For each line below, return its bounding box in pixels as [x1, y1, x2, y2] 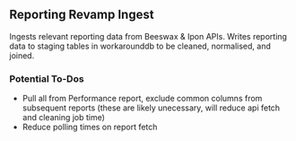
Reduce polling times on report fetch [22, 121, 158, 133]
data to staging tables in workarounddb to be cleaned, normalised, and [9, 40, 271, 51]
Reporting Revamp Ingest [9, 7, 154, 22]
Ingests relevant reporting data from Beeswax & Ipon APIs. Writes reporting [9, 31, 287, 41]
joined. [9, 49, 35, 61]
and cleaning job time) [22, 112, 106, 123]
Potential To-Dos [9, 72, 84, 84]
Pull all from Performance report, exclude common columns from [22, 93, 263, 104]
